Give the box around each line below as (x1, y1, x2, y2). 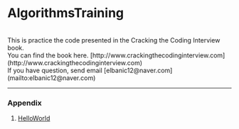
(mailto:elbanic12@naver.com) (7, 73, 96, 82)
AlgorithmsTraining (7, 5, 124, 21)
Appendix (7, 98, 43, 108)
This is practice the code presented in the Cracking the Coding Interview (7, 35, 221, 44)
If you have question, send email (7, 66, 103, 74)
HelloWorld (17, 114, 51, 123)
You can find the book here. (7, 51, 89, 60)
